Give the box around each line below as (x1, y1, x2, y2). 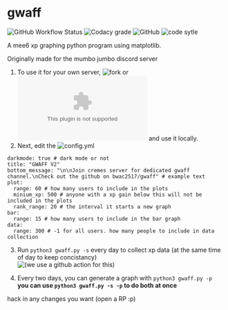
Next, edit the (17, 141, 57, 149)
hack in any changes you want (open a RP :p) (7, 294, 136, 302)
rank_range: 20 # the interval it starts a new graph (13, 203, 171, 210)
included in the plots (7, 197, 73, 204)
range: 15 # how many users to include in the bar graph (13, 215, 181, 222)
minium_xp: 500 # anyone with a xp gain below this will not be (13, 191, 202, 198)
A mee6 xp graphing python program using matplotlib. (7, 41, 162, 49)
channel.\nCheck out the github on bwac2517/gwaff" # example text (7, 173, 206, 180)
